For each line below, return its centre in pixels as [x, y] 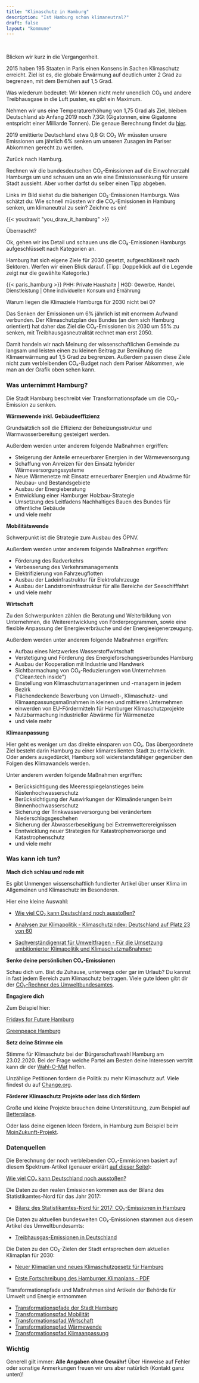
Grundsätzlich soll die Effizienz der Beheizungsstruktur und [79, 428]
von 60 [24, 931]
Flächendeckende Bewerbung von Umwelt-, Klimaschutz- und [91, 696]
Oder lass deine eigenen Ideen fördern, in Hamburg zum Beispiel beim [92, 1126]
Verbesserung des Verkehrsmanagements [67, 567]
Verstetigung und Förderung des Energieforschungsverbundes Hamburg [104, 657]
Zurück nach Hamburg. [35, 159]
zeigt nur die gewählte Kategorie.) [48, 273]
